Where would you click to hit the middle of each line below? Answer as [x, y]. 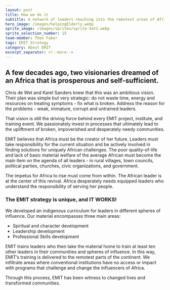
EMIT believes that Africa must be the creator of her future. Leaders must [82, 139]
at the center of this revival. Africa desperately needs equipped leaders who [85, 181]
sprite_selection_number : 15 [36, 33]
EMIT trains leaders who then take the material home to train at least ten [80, 246]
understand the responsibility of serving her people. [59, 186]
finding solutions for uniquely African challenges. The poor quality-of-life [81, 150]
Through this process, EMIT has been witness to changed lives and [75, 277]
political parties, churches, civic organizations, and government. [72, 166]
